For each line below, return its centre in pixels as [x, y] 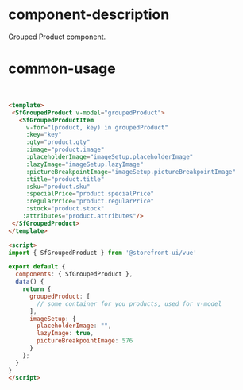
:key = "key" [44, 135]
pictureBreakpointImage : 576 [85, 341]
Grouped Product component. [57, 37]
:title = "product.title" [65, 179]
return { [37, 289]
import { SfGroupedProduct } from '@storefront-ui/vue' [102, 253]
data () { [30, 282]
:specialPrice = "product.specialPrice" [90, 194]
